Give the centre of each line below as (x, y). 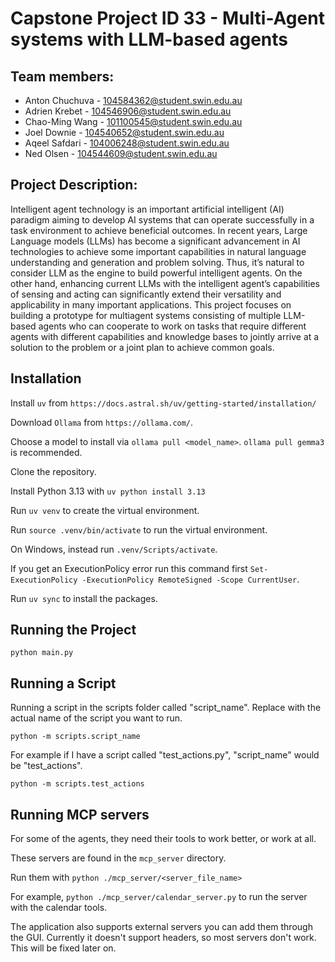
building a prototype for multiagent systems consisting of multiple (146, 315)
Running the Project (73, 630)
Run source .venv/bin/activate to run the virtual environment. (139, 529)
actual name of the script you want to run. (96, 718)
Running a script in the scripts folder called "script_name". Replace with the (166, 708)
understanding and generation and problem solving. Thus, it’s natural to (157, 262)
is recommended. (46, 452)
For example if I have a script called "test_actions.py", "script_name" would (165, 755)
